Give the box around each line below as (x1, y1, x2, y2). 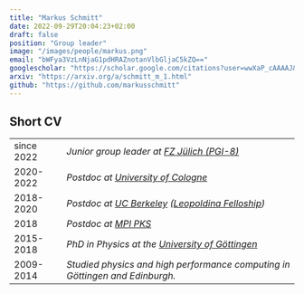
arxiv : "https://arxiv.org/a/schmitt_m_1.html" (9, 72, 193, 81)
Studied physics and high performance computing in (66, 259, 291, 271)
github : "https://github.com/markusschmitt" (9, 81, 180, 90)
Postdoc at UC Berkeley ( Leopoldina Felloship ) (66, 197, 265, 210)
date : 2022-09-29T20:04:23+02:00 (9, 22, 136, 31)
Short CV (9, 114, 62, 129)
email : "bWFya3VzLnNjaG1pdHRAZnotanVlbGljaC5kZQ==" (9, 55, 208, 64)
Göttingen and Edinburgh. (66, 270, 176, 282)
